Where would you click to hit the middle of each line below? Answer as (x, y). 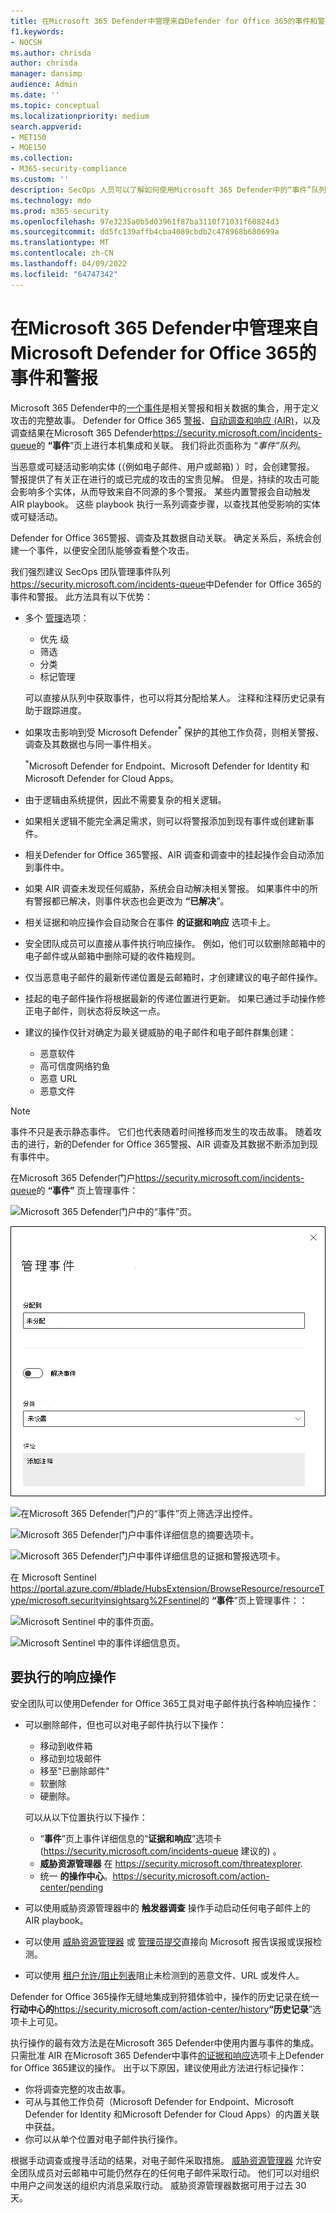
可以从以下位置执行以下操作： (86, 1817)
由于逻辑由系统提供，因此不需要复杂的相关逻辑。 (125, 799)
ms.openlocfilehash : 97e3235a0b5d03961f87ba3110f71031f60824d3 (145, 221)
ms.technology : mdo (51, 200)
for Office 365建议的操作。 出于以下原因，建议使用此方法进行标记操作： (158, 2067)
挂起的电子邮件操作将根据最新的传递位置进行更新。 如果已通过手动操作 (170, 998)
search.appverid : (46, 126)
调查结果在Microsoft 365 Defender (81, 432)
